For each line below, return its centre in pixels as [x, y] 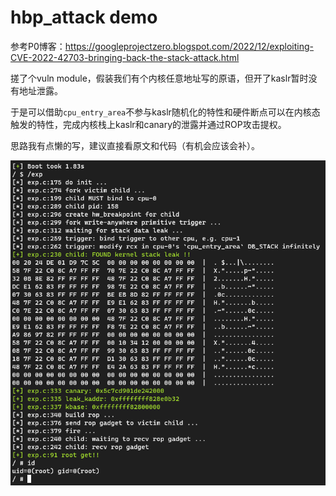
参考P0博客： [38, 46]
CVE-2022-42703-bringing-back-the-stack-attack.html [125, 57]
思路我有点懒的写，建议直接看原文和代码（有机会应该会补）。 [135, 145]
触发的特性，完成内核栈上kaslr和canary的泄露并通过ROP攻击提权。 [148, 124]
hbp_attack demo [84, 17]
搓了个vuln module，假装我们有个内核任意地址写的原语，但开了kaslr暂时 [159, 78]
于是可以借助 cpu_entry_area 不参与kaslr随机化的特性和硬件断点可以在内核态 [165, 112]
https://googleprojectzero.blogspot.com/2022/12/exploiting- [189, 46]
